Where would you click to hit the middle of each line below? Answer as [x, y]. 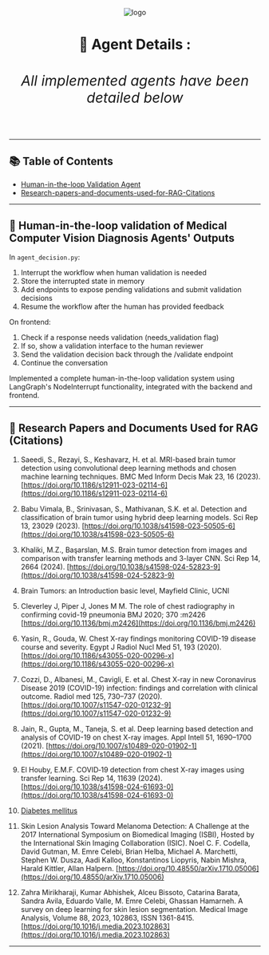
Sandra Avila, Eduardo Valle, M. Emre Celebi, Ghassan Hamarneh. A [132, 901]
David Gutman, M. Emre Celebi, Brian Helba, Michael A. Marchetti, [129, 852]
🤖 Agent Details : [135, 45]
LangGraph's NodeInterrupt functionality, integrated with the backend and [131, 387]
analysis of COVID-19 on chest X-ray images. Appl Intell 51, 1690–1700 [136, 737]
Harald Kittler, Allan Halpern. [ [69, 869]
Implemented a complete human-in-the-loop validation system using [122, 378]
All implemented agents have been [135, 81]
